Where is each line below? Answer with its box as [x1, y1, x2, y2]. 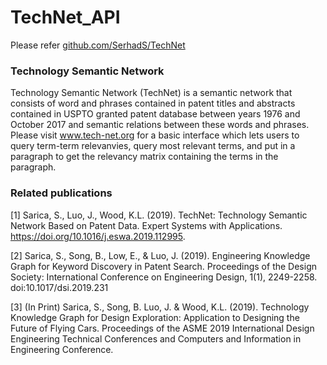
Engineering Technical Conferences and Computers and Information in [10, 332, 302, 345]
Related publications [10, 186, 113, 200]
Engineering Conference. [10, 343, 114, 355]
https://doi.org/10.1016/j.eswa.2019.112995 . [10, 230, 186, 242]
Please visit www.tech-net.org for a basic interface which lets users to [10, 129, 300, 141]
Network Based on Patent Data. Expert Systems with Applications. [10, 219, 283, 231]
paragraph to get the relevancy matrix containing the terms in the [10, 151, 279, 163]
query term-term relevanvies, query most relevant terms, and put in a [10, 140, 296, 152]
